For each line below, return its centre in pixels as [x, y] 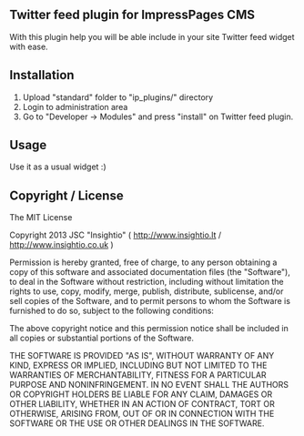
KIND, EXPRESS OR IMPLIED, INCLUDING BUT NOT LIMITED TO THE [138, 365]
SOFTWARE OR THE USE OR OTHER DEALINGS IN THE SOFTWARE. [137, 423]
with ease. [29, 46]
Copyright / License [67, 195]
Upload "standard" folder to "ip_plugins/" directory [118, 97]
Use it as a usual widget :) [58, 167]
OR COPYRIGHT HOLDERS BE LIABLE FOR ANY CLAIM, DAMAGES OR [141, 394]
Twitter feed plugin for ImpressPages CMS [132, 15]
